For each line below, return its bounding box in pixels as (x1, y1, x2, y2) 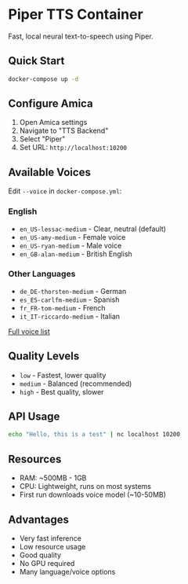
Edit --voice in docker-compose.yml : (8, 186, 122, 196)
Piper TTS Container (8, 6, 143, 24)
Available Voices (8, 165, 92, 178)
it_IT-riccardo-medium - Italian (19, 311, 120, 321)
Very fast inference (19, 533, 82, 543)
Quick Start (8, 54, 65, 68)
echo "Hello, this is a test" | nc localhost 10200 (8, 431, 180, 439)
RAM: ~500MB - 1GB (19, 473, 87, 483)
